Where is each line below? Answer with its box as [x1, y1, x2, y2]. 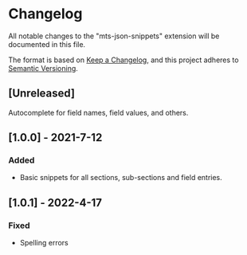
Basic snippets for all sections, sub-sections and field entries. [19, 173, 223, 182]
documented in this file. [8, 39, 86, 49]
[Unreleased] [8, 87, 76, 100]
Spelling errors [19, 238, 69, 248]
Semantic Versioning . [8, 63, 78, 73]
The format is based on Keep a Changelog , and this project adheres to [8, 55, 239, 65]
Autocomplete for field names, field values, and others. [8, 108, 189, 117]
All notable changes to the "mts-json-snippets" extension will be [8, 31, 220, 41]
